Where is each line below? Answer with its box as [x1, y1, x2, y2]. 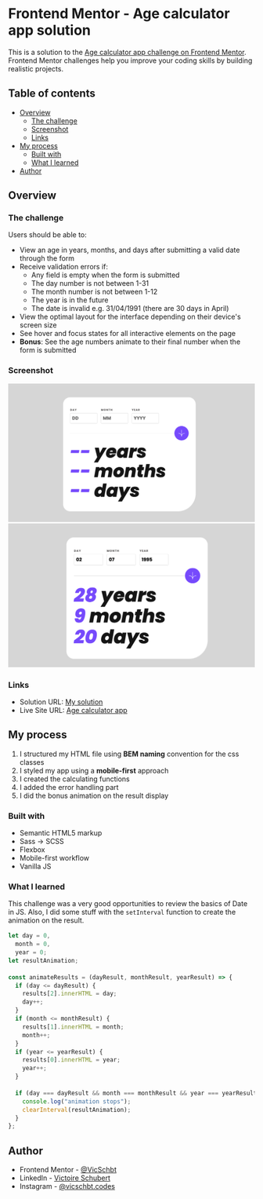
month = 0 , [15, 940, 51, 949]
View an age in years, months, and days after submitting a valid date [19, 245, 240, 255]
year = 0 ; [15, 949, 47, 956]
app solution [8, 21, 92, 39]
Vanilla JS [19, 861, 52, 871]
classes [19, 757, 45, 766]
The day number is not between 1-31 [31, 279, 150, 288]
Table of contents [8, 87, 95, 101]
